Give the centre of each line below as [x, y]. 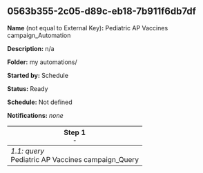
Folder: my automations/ [42, 62]
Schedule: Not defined [40, 102]
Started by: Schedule [38, 75]
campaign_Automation [39, 35]
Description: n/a [31, 48]
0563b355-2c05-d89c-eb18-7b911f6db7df [102, 11]
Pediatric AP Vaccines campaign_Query [75, 159]
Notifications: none [35, 115]
